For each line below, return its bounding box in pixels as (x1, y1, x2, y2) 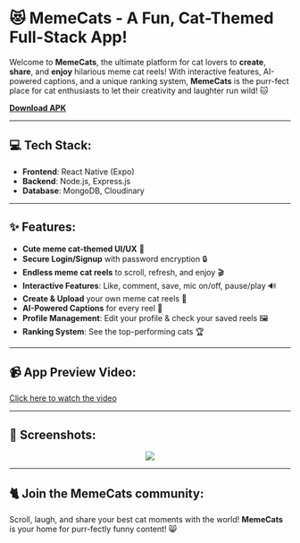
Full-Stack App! (9, 27, 128, 47)
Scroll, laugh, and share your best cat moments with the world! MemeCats (9, 514, 284, 524)
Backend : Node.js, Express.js (21, 175, 131, 186)
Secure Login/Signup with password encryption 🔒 (21, 253, 208, 264)
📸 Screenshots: (9, 427, 96, 442)
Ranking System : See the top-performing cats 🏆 (21, 326, 204, 336)
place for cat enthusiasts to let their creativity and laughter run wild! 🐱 (9, 85, 269, 96)
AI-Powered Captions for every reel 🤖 (21, 302, 163, 313)
